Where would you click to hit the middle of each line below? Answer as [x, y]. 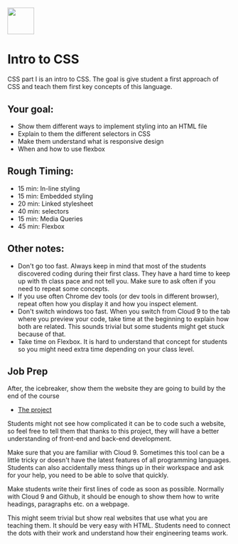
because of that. [42, 334]
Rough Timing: [40, 171]
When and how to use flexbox [61, 149]
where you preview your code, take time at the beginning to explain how [123, 319]
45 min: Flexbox [41, 226]
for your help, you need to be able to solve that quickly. [88, 475]
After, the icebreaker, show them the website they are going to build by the [117, 389]
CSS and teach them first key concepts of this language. [90, 87]
